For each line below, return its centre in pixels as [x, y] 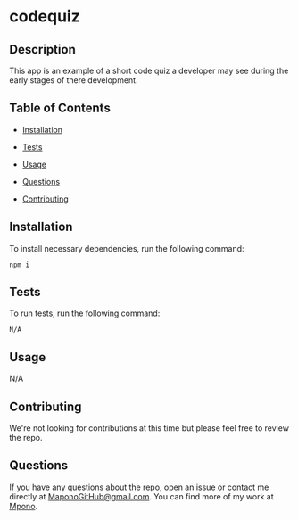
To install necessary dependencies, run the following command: [127, 248]
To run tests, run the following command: [85, 313]
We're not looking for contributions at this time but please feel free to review [149, 428]
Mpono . [24, 506]
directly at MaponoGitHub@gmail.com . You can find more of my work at [141, 496]
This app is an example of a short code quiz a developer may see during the [149, 70]
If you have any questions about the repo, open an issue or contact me [139, 487]
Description [42, 50]
